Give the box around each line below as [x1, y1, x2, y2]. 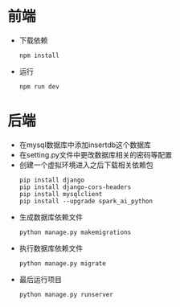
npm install [18, 51, 59, 59]
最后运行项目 [18, 274, 62, 284]
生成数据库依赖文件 [18, 212, 84, 222]
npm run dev [18, 82, 59, 91]
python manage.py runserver [18, 290, 113, 298]
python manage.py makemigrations [18, 228, 132, 236]
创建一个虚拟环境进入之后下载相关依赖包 [18, 160, 153, 170]
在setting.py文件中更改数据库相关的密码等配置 [18, 149, 172, 159]
